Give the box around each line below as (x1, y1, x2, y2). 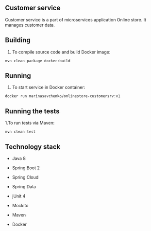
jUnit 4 (12, 193, 26, 199)
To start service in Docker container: (12, 85, 85, 90)
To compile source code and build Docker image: (12, 49, 111, 55)
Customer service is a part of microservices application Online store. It (5, 17, 147, 22)
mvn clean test (5, 129, 36, 134)
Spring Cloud (12, 175, 39, 180)
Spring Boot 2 (12, 165, 40, 171)
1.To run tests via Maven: (5, 120, 55, 126)
